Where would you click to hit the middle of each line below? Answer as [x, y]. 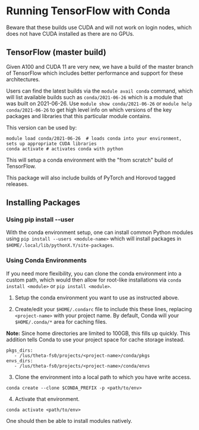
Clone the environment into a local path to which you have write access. [103, 377]
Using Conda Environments [47, 261]
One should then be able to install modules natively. [69, 420]
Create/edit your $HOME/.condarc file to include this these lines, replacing [103, 309]
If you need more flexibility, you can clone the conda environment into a [94, 273]
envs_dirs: [20, 361]
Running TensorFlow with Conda [88, 11]
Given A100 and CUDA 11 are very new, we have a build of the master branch [100, 67]
